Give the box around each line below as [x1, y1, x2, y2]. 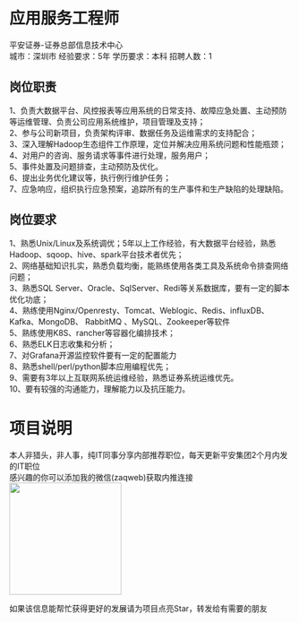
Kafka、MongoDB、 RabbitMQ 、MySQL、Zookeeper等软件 [9, 315, 231, 327]
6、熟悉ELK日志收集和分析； [9, 338, 115, 350]
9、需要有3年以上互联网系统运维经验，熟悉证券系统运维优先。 [9, 372, 239, 383]
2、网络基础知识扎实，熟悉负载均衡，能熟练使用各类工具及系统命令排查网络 [9, 260, 289, 271]
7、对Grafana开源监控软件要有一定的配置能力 [9, 350, 177, 360]
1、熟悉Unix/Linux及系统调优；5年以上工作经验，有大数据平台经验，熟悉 [9, 238, 277, 248]
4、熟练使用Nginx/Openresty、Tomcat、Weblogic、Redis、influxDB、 [9, 305, 270, 315]
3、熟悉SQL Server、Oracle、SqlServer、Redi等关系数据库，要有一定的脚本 [9, 282, 290, 293]
